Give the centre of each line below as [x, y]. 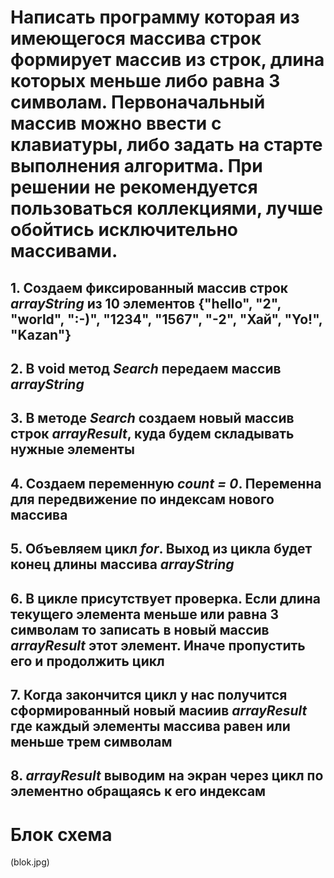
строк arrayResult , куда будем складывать [152, 434]
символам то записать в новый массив [140, 629]
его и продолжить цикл [87, 661]
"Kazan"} [41, 334]
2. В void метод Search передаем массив [146, 368]
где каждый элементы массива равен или [150, 726]
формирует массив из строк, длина [167, 60]
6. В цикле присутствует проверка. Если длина [165, 598]
